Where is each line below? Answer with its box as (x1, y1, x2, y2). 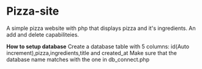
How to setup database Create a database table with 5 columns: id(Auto (6, 43, 190, 50)
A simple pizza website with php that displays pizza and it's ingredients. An (6, 24, 196, 32)
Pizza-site (6, 4, 59, 18)
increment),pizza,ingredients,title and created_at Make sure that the (6, 49, 178, 56)
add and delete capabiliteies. (6, 31, 80, 38)
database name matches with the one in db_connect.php (6, 56, 150, 63)
